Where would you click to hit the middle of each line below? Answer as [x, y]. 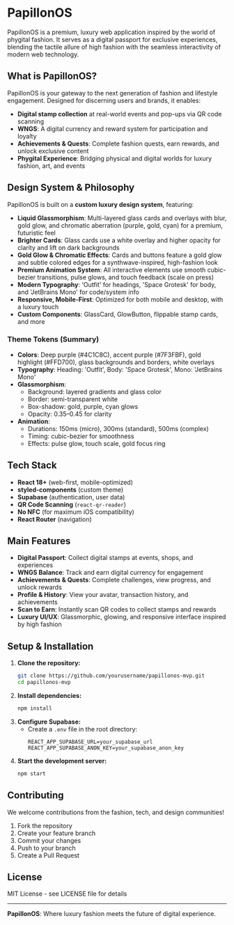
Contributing [36, 795]
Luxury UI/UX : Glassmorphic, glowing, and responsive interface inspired [122, 617]
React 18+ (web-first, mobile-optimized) [75, 482]
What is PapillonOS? [52, 76]
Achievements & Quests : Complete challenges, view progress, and [114, 580]
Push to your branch [47, 848]
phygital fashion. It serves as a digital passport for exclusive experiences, [112, 39]
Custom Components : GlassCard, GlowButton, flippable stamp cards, [117, 314]
